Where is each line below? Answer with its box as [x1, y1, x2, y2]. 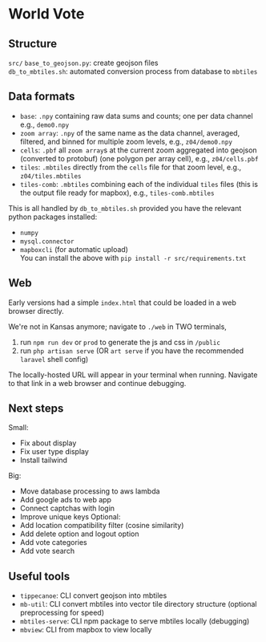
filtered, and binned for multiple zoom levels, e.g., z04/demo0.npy [19, 136, 232, 146]
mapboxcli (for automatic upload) [19, 244, 128, 254]
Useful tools [8, 569, 71, 583]
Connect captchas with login [19, 503, 115, 514]
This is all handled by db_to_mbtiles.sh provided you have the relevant [8, 203, 242, 213]
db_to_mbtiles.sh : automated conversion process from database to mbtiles [8, 67, 258, 76]
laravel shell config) [19, 354, 89, 364]
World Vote [8, 5, 85, 23]
